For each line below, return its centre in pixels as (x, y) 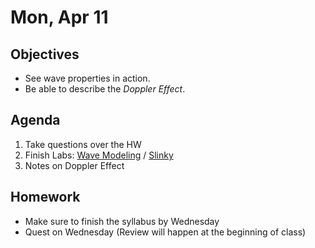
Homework (45, 197)
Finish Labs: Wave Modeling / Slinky (99, 155)
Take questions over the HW (83, 144)
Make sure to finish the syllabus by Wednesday (122, 221)
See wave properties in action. (87, 78)
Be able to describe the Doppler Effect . (105, 89)
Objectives (45, 54)
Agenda (35, 120)
